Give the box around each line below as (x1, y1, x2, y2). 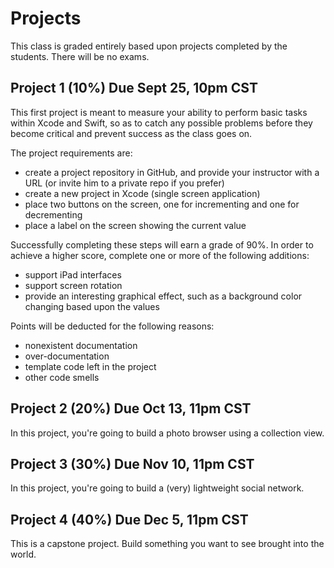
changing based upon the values (24, 300, 160, 312)
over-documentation (24, 350, 110, 362)
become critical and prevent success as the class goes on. (10, 127, 253, 139)
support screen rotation (24, 279, 123, 291)
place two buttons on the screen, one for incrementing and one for (24, 198, 300, 210)
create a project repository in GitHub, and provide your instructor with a (24, 166, 320, 178)
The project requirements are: (10, 147, 133, 159)
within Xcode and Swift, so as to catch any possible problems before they (10, 117, 313, 129)
